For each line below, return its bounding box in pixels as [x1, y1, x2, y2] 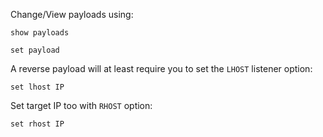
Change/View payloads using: [10, 9, 134, 20]
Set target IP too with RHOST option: [10, 100, 153, 111]
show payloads [10, 28, 70, 38]
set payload [10, 45, 60, 55]
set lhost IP [10, 82, 65, 92]
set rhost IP [10, 119, 65, 129]
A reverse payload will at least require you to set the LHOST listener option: [10, 63, 313, 74]
